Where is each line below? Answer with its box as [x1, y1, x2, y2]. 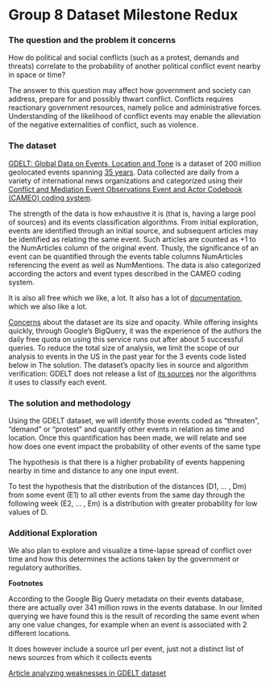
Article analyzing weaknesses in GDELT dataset [8, 668, 167, 678]
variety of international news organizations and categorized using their [8, 175, 243, 185]
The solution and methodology [8, 398, 131, 409]
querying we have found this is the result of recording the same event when [8, 612, 260, 621]
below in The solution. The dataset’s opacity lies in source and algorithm [8, 360, 249, 369]
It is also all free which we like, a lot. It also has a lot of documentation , [8, 292, 243, 302]
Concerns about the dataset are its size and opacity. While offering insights [8, 317, 259, 326]
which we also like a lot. [8, 301, 88, 311]
